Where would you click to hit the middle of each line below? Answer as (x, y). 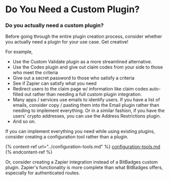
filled (18, 94)
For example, (19, 52)
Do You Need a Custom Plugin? (72, 9)
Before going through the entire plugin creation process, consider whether (84, 36)
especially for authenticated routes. (43, 173)
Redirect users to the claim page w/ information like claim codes (80, 89)
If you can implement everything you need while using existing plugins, (80, 131)
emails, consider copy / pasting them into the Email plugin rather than (86, 105)
